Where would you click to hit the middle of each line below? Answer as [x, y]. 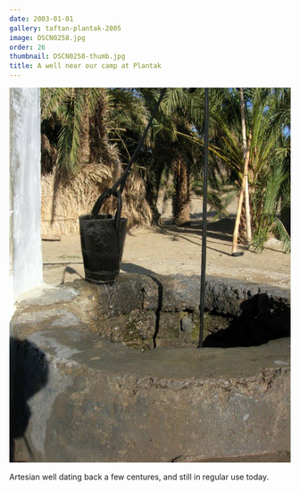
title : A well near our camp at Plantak [86, 66]
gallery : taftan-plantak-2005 [66, 28]
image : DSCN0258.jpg [48, 37]
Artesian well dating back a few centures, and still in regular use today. [139, 477]
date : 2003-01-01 [42, 19]
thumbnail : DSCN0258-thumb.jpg [67, 57]
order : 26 [28, 47]
